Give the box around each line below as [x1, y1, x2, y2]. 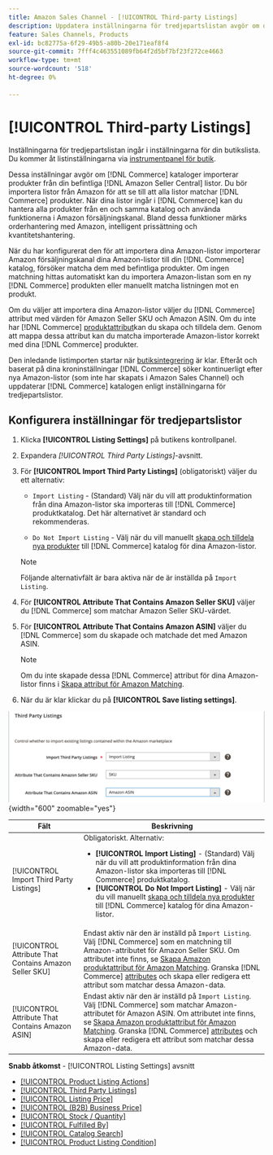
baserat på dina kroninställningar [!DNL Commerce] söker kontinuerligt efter [8, 363, 263, 374]
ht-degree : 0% [8, 73, 57, 81]
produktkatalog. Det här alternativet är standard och [32, 508, 207, 518]
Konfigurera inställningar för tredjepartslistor [8, 413, 242, 427]
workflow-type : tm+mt [8, 56, 82, 64]
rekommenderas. [32, 517, 89, 527]
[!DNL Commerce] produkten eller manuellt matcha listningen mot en [8, 280, 239, 290]
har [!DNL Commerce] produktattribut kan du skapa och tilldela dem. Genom [8, 322, 262, 332]
